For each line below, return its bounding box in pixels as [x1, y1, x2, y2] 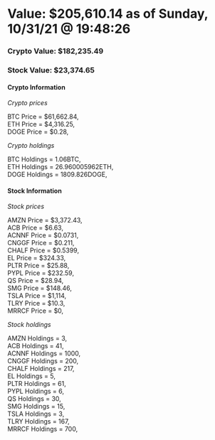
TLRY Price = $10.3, [7, 299, 65, 308]
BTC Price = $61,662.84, [7, 112, 80, 121]
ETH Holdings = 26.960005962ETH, [7, 163, 114, 171]
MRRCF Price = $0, [7, 306, 64, 315]
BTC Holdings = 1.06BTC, [7, 155, 81, 163]
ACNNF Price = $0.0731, [7, 231, 79, 240]
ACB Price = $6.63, [7, 223, 64, 232]
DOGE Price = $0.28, [7, 127, 69, 136]
